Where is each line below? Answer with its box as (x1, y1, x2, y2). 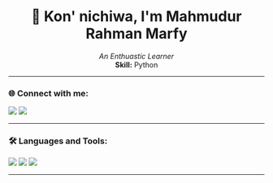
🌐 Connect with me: (8, 87, 89, 99)
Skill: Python (115, 60, 158, 70)
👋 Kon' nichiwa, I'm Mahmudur (31, 7, 242, 26)
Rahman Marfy (84, 24, 188, 43)
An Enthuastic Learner (98, 51, 175, 61)
